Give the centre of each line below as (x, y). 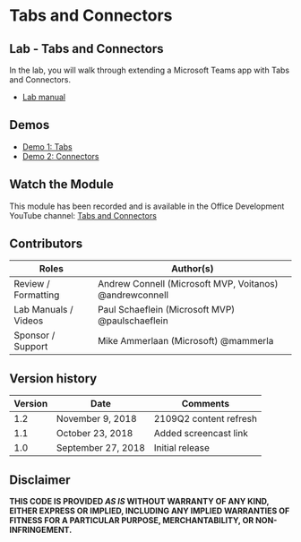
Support (31, 347)
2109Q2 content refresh (206, 419)
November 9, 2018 (97, 419)
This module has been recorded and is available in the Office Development (147, 206)
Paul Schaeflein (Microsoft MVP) (166, 310)
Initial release (182, 448)
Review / (32, 284)
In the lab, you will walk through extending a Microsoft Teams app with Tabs (149, 70)
